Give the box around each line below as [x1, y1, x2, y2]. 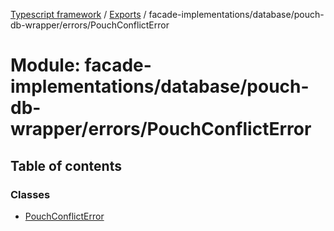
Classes [10, 187, 51, 201]
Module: [10, 54, 81, 77]
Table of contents [10, 157, 122, 174]
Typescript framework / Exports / [10, 9, 147, 20]
